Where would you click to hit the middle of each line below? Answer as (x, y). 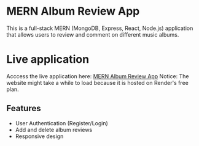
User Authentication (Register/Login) (62, 123)
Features (24, 108)
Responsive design (39, 136)
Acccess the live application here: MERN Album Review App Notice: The (98, 76)
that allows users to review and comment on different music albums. (93, 34)
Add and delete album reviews (54, 130)
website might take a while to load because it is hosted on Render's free (97, 82)
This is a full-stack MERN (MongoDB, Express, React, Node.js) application (100, 28)
